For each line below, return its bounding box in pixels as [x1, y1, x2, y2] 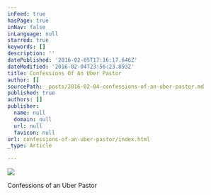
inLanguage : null [7, 30, 59, 38]
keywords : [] [7, 43, 46, 50]
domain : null [13, 116, 52, 123]
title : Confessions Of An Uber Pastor [7, 69, 122, 77]
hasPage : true [7, 17, 50, 24]
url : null [13, 122, 42, 130]
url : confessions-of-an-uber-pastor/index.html [7, 135, 151, 143]
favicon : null [13, 129, 55, 136]
